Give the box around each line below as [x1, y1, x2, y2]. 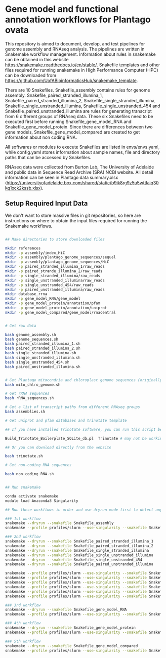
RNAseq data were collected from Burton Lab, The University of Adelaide [5, 164, 154, 170]
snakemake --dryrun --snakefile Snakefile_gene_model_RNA [5, 607, 127, 612]
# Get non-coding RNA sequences [5, 463, 72, 468]
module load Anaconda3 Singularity [5, 498, 79, 503]
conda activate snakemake [5, 493, 58, 498]
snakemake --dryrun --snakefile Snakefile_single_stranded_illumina [5, 548, 149, 553]
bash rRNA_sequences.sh [5, 396, 54, 401]
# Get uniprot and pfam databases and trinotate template [5, 418, 127, 423]
